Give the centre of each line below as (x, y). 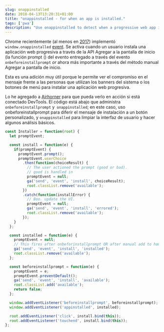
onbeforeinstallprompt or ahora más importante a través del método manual (82, 62)
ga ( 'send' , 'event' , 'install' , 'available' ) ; (62, 280)
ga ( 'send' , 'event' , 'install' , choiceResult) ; (76, 181)
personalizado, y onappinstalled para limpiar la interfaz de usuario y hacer (80, 117)
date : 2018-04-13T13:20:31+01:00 (39, 14)
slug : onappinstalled (27, 10)
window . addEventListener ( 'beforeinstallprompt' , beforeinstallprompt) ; (84, 303)
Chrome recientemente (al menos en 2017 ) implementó (60, 41)
